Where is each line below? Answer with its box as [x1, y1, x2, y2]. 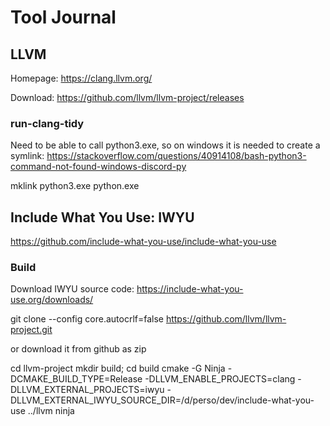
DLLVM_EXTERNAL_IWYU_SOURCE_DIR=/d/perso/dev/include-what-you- [10, 394, 315, 406]
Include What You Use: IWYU [10, 209, 195, 226]
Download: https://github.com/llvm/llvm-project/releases [10, 92, 245, 103]
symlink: [10, 150, 45, 162]
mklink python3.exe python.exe [10, 180, 140, 192]
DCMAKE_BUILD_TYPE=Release [10, 373, 143, 385]
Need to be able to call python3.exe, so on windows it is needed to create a [10, 139, 321, 151]
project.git [10, 324, 53, 336]
